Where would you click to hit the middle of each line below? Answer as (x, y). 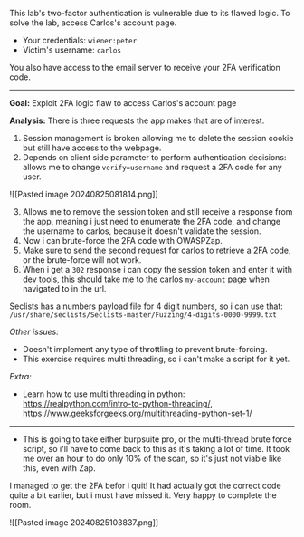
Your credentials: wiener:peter (80, 40)
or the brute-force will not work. (82, 260)
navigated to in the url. (64, 288)
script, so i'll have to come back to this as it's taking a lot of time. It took (156, 449)
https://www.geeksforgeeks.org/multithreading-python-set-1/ (137, 413)
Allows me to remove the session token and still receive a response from (157, 211)
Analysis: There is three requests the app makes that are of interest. (137, 120)
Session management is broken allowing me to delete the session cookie (158, 138)
